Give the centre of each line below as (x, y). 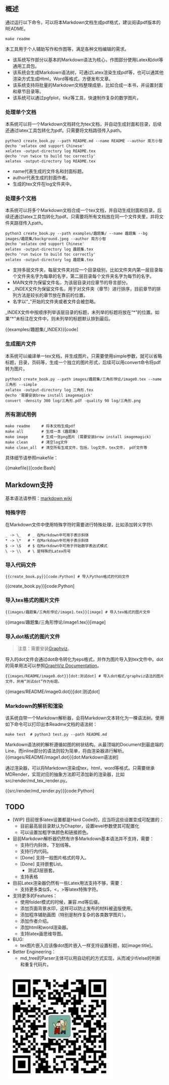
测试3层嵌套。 (42, 871)
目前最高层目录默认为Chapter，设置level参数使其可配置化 (80, 826)
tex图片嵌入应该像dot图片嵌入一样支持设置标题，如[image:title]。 (88, 946)
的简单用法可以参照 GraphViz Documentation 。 (53, 665)
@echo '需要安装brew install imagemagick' (49, 395)
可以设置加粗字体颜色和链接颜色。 (55, 833)
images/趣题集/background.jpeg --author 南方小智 (56, 239)
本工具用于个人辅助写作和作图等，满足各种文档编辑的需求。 (67, 49)
